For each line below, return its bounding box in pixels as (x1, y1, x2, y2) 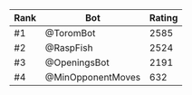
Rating (149, 12, 178, 24)
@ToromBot (44, 27, 96, 39)
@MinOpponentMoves (44, 71, 141, 83)
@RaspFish (44, 42, 93, 53)
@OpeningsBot (44, 56, 110, 69)
